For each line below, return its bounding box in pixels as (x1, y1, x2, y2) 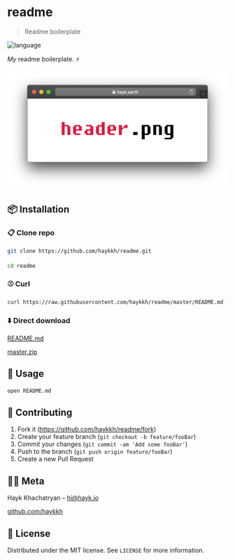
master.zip (7, 347, 38, 356)
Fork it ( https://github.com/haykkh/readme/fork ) (17, 425, 157, 433)
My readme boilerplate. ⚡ (7, 55, 80, 63)
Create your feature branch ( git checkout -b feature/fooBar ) (17, 433, 197, 441)
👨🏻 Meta (7, 475, 45, 487)
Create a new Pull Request (17, 455, 94, 464)
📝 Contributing (7, 407, 73, 419)
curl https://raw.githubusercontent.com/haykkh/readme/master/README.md (7, 299, 224, 306)
